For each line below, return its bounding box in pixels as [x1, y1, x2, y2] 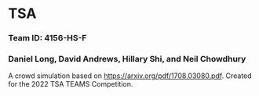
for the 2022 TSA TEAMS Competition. [8, 80, 133, 89]
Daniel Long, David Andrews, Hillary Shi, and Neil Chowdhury [8, 54, 246, 65]
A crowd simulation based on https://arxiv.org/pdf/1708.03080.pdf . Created [8, 71, 252, 80]
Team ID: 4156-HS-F [8, 33, 87, 44]
